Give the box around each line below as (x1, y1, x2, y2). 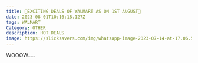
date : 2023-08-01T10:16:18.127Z (6, 14, 85, 20)
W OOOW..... (6, 52, 35, 58)
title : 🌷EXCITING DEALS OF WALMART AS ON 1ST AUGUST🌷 (6, 8, 141, 15)
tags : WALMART (6, 19, 41, 25)
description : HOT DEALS (6, 30, 65, 36)
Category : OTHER (6, 24, 46, 31)
